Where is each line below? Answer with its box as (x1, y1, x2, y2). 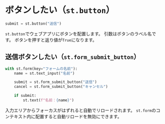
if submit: (14, 93, 37, 98)
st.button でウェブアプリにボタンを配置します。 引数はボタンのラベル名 (5, 31, 152, 37)
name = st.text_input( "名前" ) (14, 71, 75, 76)
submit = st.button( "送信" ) (5, 21, 62, 26)
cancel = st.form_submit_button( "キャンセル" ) (14, 84, 108, 89)
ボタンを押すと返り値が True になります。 (14, 37, 97, 42)
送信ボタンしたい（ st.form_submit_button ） (5, 53, 140, 61)
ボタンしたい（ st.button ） (5, 4, 115, 16)
